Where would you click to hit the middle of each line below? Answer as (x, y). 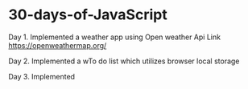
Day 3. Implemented (41, 76)
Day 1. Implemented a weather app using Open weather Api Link (115, 37)
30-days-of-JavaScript (88, 15)
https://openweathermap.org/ (58, 45)
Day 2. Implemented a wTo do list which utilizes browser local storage (124, 61)
